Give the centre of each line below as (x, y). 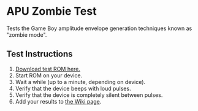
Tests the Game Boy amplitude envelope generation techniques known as (99, 28)
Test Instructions (40, 54)
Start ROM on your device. (49, 75)
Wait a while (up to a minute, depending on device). (80, 82)
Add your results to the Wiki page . (58, 101)
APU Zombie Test (51, 11)
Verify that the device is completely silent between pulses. (89, 95)
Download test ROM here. (48, 69)
